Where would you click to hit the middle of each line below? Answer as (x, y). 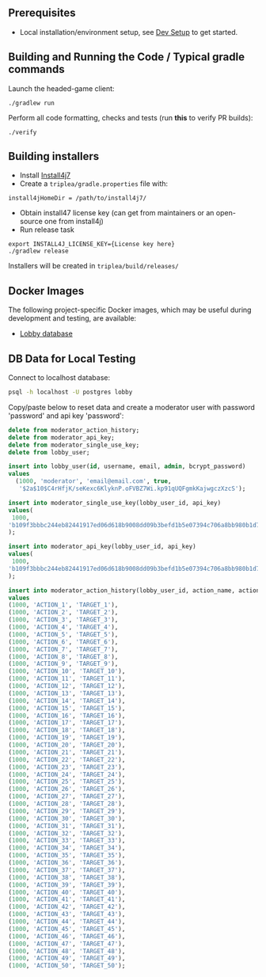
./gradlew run (32, 103)
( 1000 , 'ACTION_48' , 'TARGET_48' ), (67, 951)
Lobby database (46, 334)
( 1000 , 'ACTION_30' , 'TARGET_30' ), (67, 819)
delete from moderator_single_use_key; (74, 445)
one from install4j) (74, 222)
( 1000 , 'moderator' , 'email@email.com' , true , (93, 481)
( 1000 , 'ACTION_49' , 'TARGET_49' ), (67, 958)
